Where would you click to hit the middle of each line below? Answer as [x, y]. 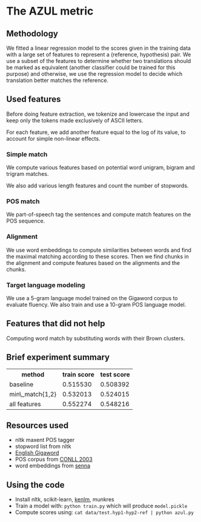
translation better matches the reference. [58, 80]
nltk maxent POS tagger [44, 440]
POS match [23, 201]
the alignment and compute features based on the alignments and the [93, 263]
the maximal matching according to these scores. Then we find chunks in [98, 256]
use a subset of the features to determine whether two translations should [99, 61]
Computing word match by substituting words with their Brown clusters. [96, 338]
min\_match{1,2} [33, 394]
